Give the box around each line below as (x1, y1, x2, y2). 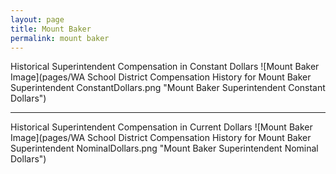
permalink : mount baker (10, 33, 110, 43)
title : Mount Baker (10, 24, 92, 34)
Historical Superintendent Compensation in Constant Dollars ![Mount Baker (10, 61, 320, 73)
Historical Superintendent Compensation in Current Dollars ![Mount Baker (10, 121, 313, 133)
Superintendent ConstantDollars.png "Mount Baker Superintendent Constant (10, 82, 326, 94)
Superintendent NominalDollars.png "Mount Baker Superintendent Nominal (10, 142, 319, 155)
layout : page (10, 14, 65, 25)
